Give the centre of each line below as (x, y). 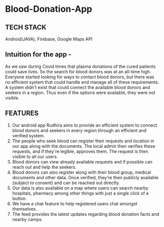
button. (19, 198)
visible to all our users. (35, 157)
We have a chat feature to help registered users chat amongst (75, 203)
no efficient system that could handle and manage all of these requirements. (82, 82)
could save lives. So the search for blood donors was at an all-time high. (78, 71)
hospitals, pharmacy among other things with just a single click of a (80, 193)
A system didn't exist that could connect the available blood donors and (78, 87)
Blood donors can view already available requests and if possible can (82, 162)
